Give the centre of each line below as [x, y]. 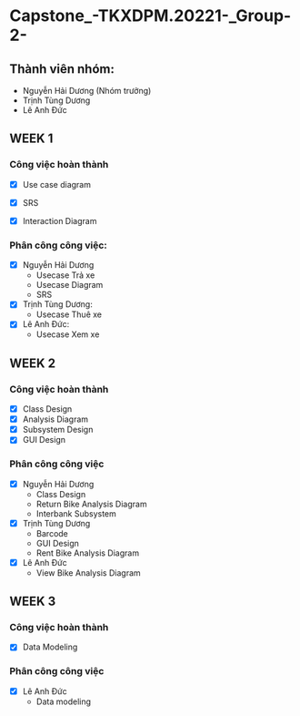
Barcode [52, 533]
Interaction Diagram [60, 220]
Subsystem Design [58, 430]
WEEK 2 [33, 363]
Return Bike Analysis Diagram [91, 504]
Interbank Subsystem [76, 513]
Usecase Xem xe [68, 334]
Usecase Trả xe [65, 275]
